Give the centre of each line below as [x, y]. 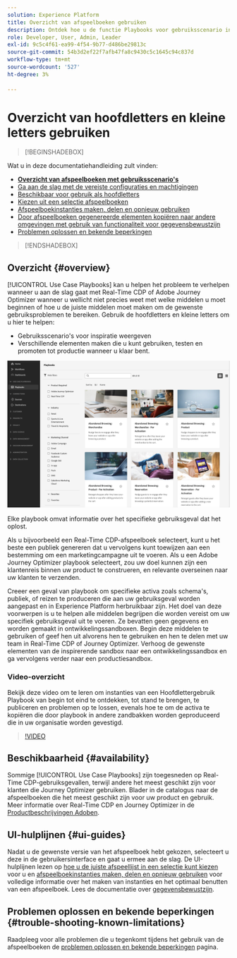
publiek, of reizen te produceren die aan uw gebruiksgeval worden [104, 599]
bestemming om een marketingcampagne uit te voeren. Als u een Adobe [113, 555]
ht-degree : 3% [28, 74]
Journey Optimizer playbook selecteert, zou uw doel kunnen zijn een [107, 563]
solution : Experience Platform [53, 15]
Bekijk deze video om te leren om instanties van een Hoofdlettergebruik [111, 692]
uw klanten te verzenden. [44, 578]
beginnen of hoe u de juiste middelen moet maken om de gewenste [105, 308]
